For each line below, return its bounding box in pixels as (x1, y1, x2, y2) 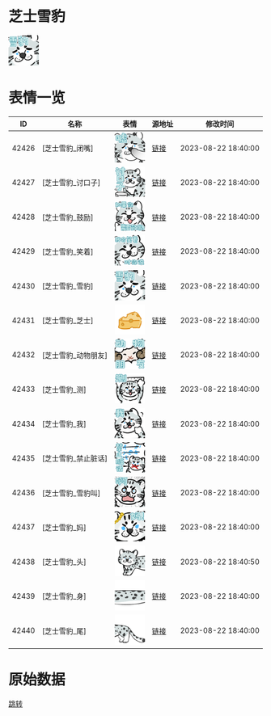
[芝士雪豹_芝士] (41, 316, 94, 326)
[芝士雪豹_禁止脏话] (41, 453, 108, 463)
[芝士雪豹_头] (41, 557, 87, 566)
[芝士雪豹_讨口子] (41, 178, 101, 187)
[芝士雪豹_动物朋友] (41, 350, 108, 360)
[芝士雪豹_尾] (41, 625, 87, 635)
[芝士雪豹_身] (41, 592, 87, 601)
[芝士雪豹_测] (41, 385, 87, 394)
